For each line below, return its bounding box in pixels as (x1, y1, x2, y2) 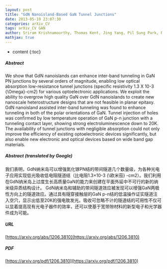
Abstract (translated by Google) (5, 153, 73, 159)
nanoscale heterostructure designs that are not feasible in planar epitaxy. (5, 99, 155, 105)
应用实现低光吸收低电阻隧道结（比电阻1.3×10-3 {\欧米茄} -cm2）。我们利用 (9, 172, 162, 178)
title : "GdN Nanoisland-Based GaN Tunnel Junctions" (5, 12, 117, 17)
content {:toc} (12, 48, 41, 55)
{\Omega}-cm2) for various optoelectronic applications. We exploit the (5, 88, 150, 95)
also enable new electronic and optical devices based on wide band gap (5, 136, 153, 142)
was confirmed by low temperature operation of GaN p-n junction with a (5, 115, 153, 121)
